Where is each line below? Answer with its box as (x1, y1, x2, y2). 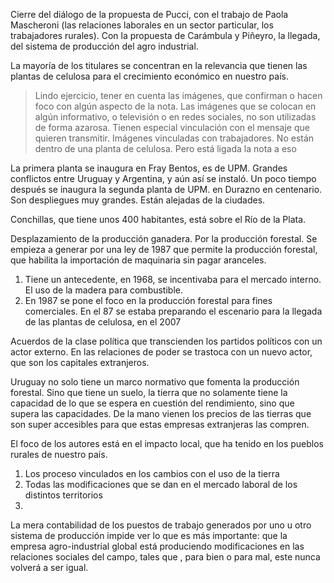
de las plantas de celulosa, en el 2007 (24, 316, 182, 328)
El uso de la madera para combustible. (24, 284, 183, 296)
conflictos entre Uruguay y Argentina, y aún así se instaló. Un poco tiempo (10, 173, 317, 184)
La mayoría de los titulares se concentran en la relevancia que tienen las (10, 60, 308, 71)
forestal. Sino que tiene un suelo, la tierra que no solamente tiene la (10, 387, 288, 398)
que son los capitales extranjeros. (10, 357, 150, 368)
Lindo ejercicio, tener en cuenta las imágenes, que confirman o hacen (34, 90, 323, 101)
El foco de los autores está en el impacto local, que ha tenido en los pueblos (10, 438, 324, 449)
